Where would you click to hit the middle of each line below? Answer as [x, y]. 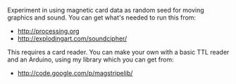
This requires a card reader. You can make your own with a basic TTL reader [118, 52]
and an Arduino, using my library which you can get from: [91, 59]
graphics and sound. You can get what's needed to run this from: [101, 17]
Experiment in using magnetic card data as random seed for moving [106, 10]
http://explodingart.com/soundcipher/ [72, 38]
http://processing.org [48, 31]
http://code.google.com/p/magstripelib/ [75, 73]
